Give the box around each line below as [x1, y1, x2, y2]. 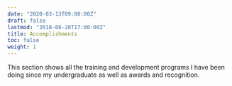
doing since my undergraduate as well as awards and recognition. [7, 70, 200, 79]
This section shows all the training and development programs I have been [7, 63, 226, 71]
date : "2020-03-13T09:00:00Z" [7, 10, 97, 18]
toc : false [7, 37, 40, 44]
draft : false [7, 17, 46, 24]
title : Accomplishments [7, 30, 78, 38]
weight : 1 [7, 43, 37, 50]
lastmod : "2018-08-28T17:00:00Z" [7, 23, 106, 31]
